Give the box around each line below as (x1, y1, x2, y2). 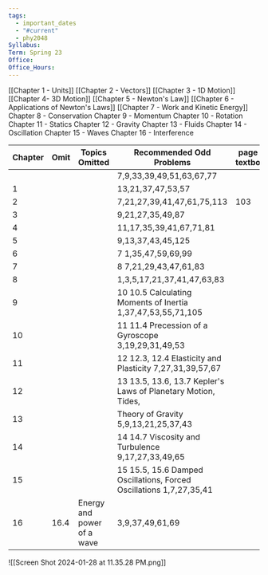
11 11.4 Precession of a (116, 320, 208, 331)
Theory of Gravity (116, 408, 183, 419)
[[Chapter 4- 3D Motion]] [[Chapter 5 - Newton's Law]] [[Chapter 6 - (8, 93, 235, 104)
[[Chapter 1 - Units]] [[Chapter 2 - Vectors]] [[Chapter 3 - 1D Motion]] (8, 85, 236, 95)
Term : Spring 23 (8, 49, 62, 57)
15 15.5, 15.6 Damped (116, 464, 203, 475)
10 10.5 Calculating (116, 286, 192, 297)
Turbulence (116, 441, 160, 452)
